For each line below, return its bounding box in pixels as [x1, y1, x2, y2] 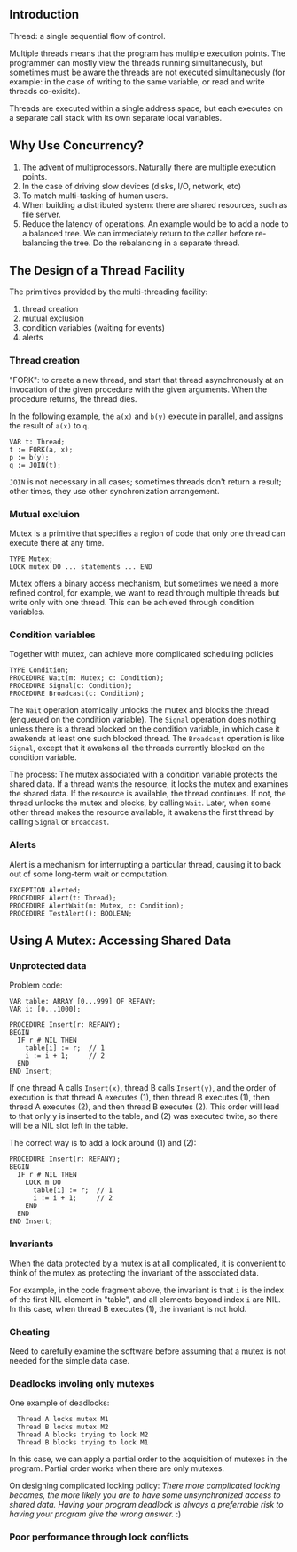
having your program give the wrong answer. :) [9, 1508, 182, 1519]
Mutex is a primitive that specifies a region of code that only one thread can [9, 528, 285, 539]
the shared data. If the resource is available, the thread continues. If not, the [9, 788, 286, 799]
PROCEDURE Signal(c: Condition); [9, 682, 133, 691]
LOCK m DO [25, 1178, 62, 1188]
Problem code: [9, 980, 63, 990]
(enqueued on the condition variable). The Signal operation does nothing [9, 715, 277, 725]
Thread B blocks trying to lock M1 [17, 1438, 149, 1447]
